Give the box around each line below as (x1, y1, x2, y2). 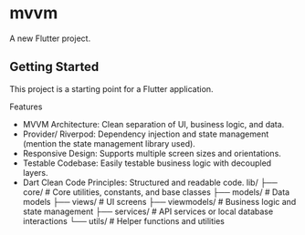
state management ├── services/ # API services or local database (22, 206, 274, 217)
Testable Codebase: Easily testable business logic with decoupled (22, 158, 272, 169)
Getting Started (9, 59, 100, 75)
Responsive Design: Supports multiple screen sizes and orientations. (22, 148, 281, 158)
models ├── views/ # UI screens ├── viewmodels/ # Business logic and (22, 196, 297, 207)
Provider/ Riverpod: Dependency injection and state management (22, 128, 269, 139)
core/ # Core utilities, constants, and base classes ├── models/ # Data (22, 186, 290, 198)
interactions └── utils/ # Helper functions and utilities (22, 215, 226, 226)
